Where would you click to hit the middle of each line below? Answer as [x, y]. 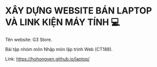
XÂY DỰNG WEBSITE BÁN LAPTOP [79, 11]
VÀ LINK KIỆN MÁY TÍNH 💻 [63, 22]
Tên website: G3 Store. [29, 39]
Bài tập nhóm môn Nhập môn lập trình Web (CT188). [59, 49]
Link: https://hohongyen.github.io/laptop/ [47, 59]
